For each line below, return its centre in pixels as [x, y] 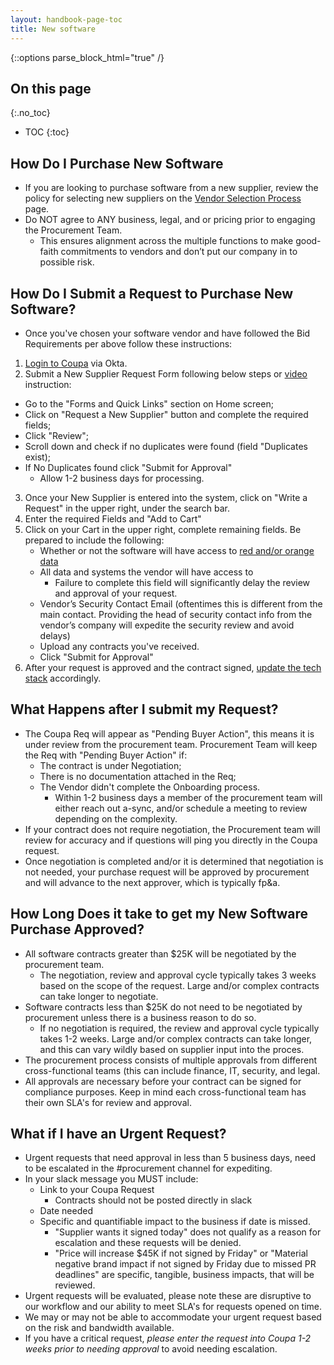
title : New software [53, 29]
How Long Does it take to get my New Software [159, 914]
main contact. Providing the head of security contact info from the [176, 614]
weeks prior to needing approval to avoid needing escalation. [151, 1349]
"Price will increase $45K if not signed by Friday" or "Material [181, 1253]
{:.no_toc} [30, 113]
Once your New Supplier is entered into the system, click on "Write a [166, 497]
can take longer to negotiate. [99, 996]
